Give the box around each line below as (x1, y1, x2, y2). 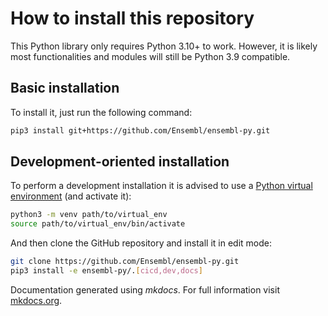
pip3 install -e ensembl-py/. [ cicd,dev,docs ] (10, 266, 203, 276)
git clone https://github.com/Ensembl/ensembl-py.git (10, 257, 240, 267)
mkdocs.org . (10, 294, 63, 306)
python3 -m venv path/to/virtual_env (10, 210, 168, 220)
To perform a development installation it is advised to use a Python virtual (10, 180, 313, 192)
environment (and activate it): (10, 190, 132, 202)
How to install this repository (10, 7, 255, 30)
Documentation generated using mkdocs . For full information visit (10, 283, 280, 296)
